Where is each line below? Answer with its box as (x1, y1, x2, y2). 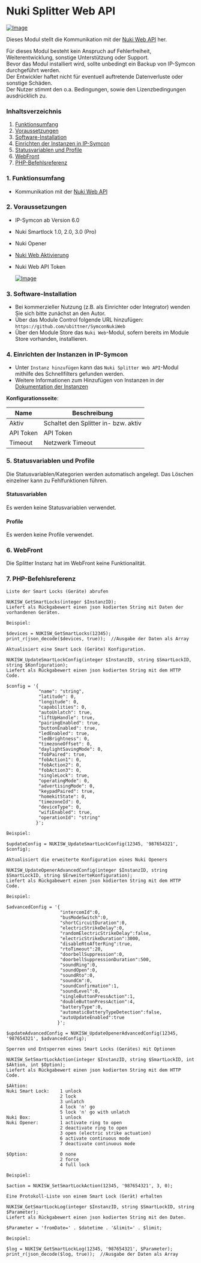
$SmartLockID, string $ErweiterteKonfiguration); (6, 872, 133, 878)
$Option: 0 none (6, 1151, 77, 1157)
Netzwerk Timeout (43, 439, 96, 447)
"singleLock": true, (38, 772, 90, 778)
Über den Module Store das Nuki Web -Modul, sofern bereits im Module (14, 329, 189, 336)
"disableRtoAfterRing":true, (59, 941, 133, 947)
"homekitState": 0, (38, 794, 87, 800)
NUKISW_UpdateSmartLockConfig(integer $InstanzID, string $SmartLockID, (6, 656, 192, 662)
